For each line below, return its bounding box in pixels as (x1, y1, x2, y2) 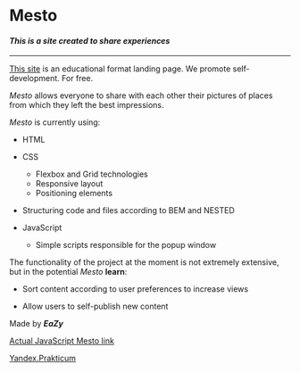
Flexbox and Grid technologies (35, 169, 149, 179)
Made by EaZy (9, 318, 64, 329)
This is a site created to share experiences (9, 35, 171, 45)
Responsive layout (35, 178, 104, 189)
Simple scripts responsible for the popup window (35, 240, 217, 251)
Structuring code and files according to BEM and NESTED (21, 205, 235, 216)
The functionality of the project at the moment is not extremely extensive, (9, 257, 279, 268)
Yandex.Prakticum (9, 353, 77, 364)
